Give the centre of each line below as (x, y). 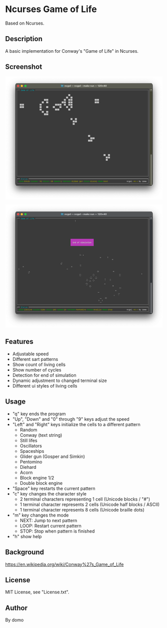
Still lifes (28, 440)
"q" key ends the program (39, 414)
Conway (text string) (41, 435)
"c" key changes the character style (49, 493)
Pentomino (31, 462)
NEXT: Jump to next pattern (48, 520)
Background (24, 552)
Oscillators (31, 446)
